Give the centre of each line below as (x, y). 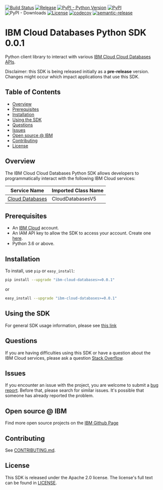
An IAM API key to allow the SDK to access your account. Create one (81, 233)
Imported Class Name (78, 190)
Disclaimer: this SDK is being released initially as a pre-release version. (77, 71)
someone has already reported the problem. (49, 396)
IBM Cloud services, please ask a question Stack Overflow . (64, 358)
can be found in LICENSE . (31, 483)
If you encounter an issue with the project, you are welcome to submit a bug (82, 385)
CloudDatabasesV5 (74, 199)
